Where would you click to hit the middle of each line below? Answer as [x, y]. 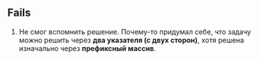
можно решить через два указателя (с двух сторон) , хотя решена [131, 40]
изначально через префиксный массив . [87, 48]
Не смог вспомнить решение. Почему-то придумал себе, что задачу [135, 31]
